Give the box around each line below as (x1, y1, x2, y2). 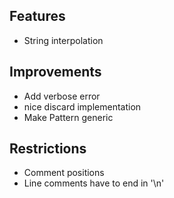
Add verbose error (23, 90, 101, 102)
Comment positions (23, 167, 105, 179)
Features (9, 8, 66, 25)
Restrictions (9, 140, 87, 158)
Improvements (9, 64, 102, 81)
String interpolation (23, 34, 104, 46)
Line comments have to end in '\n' (23, 177, 165, 189)
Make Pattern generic (23, 111, 114, 123)
